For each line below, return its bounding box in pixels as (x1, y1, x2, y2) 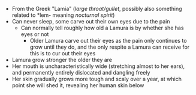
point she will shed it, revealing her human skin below (11, 82, 144, 89)
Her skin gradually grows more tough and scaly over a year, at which (11, 75, 182, 82)
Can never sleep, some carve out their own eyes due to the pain (11, 18, 170, 25)
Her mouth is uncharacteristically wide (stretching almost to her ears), (11, 63, 185, 70)
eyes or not (20, 31, 49, 38)
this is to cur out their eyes (29, 50, 96, 57)
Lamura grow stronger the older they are (11, 57, 113, 63)
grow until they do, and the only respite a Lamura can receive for (29, 43, 190, 51)
